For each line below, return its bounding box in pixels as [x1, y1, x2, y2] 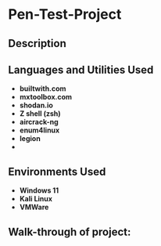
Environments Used [8, 165, 106, 178]
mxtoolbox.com [19, 92, 73, 102]
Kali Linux [19, 194, 53, 204]
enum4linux [19, 125, 60, 135]
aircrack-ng [19, 118, 59, 127]
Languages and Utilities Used [8, 63, 154, 76]
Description [8, 37, 66, 50]
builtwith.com [19, 84, 66, 93]
